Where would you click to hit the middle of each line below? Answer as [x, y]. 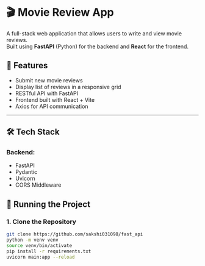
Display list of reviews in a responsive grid [68, 87]
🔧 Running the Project [48, 204]
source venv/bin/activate [39, 245]
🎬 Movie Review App [60, 13]
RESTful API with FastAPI [47, 93]
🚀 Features [27, 66]
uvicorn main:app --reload [41, 257]
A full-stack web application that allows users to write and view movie [94, 33]
